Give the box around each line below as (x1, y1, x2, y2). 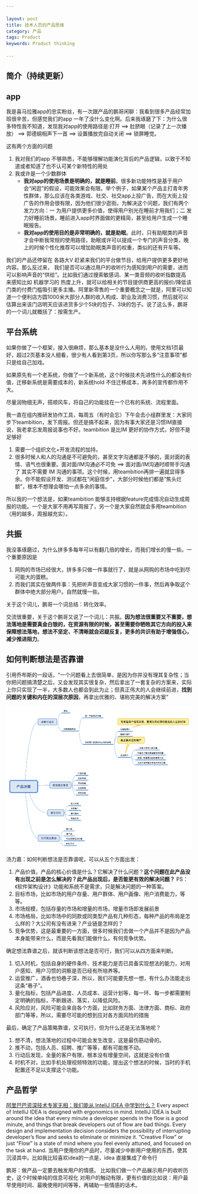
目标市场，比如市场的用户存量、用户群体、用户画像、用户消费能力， (14, 890, 180, 897)
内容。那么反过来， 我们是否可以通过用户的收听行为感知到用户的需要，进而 (6, 264, 189, 271)
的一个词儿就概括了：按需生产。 (6, 308, 84, 316)
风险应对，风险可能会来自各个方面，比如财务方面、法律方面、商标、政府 (14, 1004, 190, 1011)
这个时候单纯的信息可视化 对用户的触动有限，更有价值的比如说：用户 (16, 1174, 183, 1182)
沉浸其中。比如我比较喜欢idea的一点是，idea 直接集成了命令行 (6, 1154, 158, 1161)
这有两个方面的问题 (6, 142, 53, 150)
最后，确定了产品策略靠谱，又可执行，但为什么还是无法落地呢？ (6, 1024, 161, 1031)
